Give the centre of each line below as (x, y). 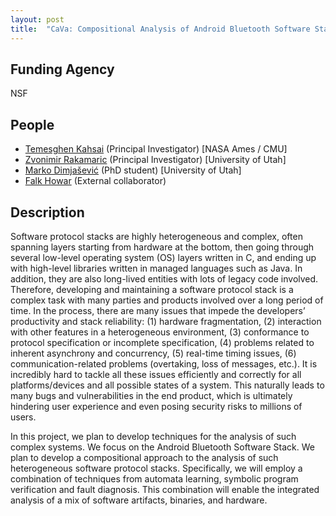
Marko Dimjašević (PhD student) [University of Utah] (133, 170)
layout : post (37, 19)
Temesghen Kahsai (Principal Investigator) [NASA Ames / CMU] (156, 149)
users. (23, 417)
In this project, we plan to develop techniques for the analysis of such (153, 436)
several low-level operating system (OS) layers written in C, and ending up (163, 257)
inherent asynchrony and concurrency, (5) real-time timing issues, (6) (153, 353)
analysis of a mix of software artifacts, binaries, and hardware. (139, 500)
